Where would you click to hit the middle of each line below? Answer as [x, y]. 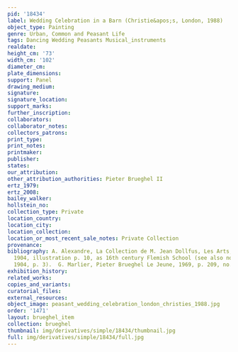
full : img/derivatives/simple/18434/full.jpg [75, 337]
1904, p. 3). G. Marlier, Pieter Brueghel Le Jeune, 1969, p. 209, [117, 265]
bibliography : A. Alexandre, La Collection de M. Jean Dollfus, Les [110, 252]
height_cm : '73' [31, 54]
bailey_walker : [30, 199]
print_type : [25, 139]
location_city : [30, 225]
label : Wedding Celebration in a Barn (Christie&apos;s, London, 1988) [115, 21]
